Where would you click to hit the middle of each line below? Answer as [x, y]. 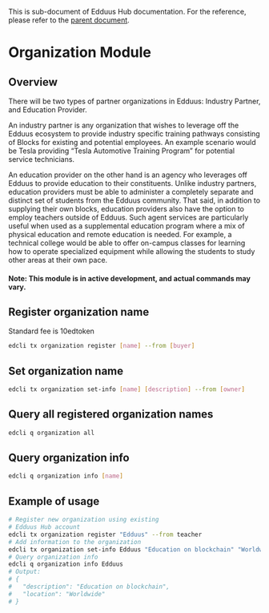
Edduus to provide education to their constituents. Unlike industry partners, [132, 183]
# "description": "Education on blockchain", [89, 587]
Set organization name [66, 371]
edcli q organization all [51, 433]
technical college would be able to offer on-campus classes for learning [127, 243]
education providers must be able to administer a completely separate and [131, 192]
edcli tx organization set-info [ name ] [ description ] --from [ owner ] [127, 389]
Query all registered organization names [111, 415]
